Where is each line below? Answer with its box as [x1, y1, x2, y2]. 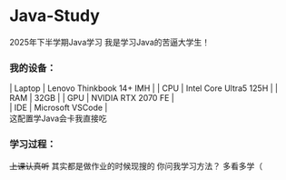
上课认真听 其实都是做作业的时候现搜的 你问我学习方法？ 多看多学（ [9, 160, 263, 171]
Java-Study [9, 5, 100, 26]
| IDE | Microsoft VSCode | [9, 102, 108, 114]
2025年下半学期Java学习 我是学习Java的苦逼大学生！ [9, 36, 211, 47]
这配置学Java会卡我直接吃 [9, 113, 107, 124]
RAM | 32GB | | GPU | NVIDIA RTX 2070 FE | [9, 93, 174, 104]
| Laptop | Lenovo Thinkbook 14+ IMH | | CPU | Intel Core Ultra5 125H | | [9, 83, 279, 94]
